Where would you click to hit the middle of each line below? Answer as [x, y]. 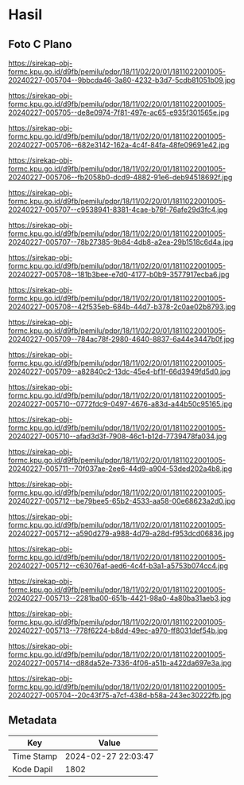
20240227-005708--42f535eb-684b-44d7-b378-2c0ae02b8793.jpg [122, 307]
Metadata [33, 720]
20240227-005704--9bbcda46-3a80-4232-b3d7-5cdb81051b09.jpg [122, 80]
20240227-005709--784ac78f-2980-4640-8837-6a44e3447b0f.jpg [121, 339]
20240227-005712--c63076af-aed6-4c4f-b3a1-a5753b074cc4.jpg [118, 566]
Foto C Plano [40, 44]
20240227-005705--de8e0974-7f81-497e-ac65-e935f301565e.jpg [119, 112]
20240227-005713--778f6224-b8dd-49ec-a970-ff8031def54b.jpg [118, 630]
